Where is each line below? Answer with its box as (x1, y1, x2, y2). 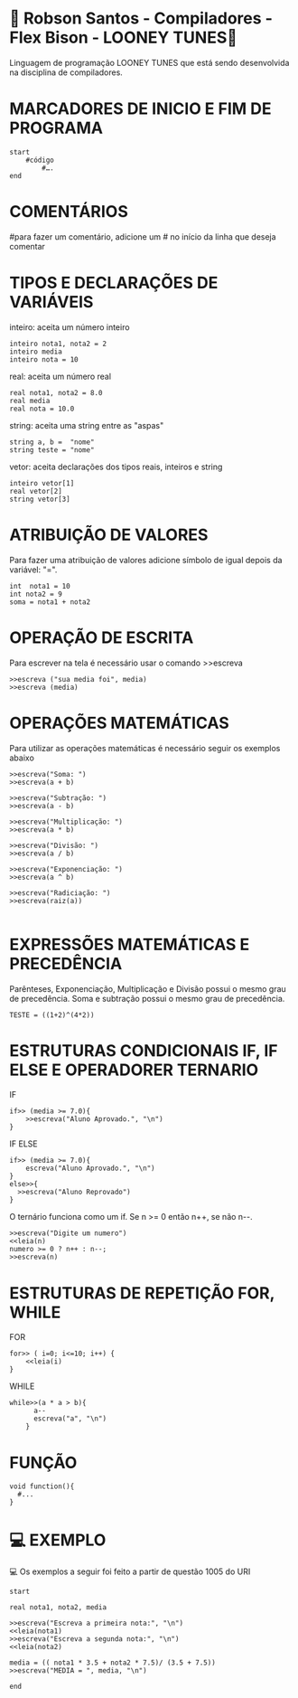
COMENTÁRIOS (9, 202, 128, 222)
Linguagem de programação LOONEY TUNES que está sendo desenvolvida (9, 57, 290, 68)
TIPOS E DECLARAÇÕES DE (9, 273, 219, 293)
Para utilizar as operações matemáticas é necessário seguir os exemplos (9, 742, 281, 753)
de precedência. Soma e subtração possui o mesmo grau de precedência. (9, 993, 285, 1004)
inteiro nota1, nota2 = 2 (9, 339, 107, 348)
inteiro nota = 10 (9, 354, 79, 364)
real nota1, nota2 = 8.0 (9, 388, 103, 397)
